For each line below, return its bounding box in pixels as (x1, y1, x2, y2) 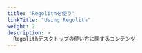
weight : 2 (7, 23, 36, 30)
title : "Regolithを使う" (7, 10, 76, 17)
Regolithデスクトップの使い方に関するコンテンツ (13, 36, 136, 43)
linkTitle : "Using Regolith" (7, 17, 91, 23)
